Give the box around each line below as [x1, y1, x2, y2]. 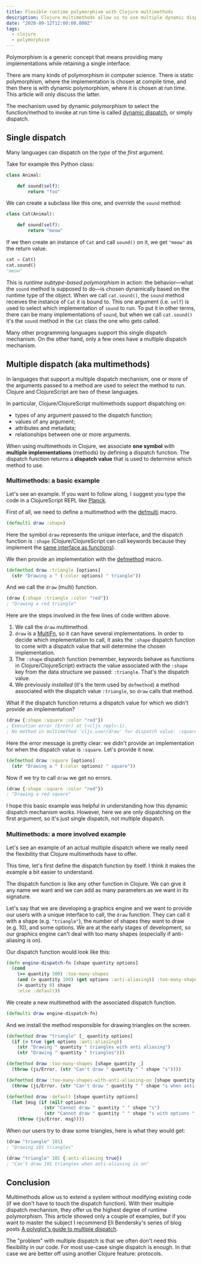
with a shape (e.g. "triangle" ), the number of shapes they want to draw [6, 917, 185, 925]
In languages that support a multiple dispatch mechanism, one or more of [6, 375, 188, 382]
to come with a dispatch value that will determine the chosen [14, 643, 166, 650]
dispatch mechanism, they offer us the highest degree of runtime [6, 1206, 167, 1214]
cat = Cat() [6, 257, 36, 263]
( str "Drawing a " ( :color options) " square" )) [11, 763, 136, 769]
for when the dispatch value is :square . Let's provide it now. [6, 745, 155, 753]
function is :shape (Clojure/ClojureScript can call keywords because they [6, 537, 186, 545]
